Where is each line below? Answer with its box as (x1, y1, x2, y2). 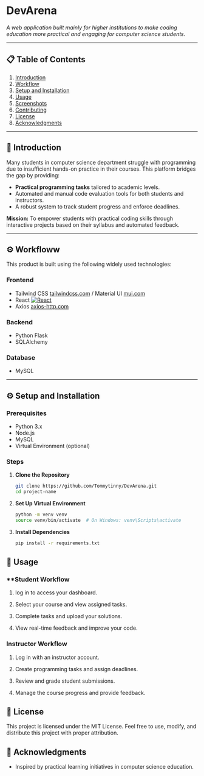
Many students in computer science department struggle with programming (6, 158, 196, 166)
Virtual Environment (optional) (15, 442, 90, 449)
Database (6, 353, 35, 361)
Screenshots (15, 99, 47, 107)
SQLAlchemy (15, 338, 48, 345)
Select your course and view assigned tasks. (15, 601, 127, 608)
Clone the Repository (15, 471, 70, 479)
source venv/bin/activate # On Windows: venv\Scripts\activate (15, 517, 182, 523)
